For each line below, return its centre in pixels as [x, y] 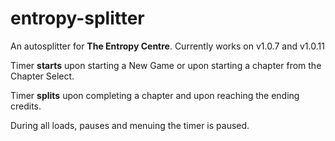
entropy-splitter [77, 18]
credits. [26, 106]
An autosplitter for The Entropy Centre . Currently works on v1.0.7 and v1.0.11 [167, 46]
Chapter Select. [42, 76]
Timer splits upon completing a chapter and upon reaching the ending [155, 95]
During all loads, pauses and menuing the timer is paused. [130, 125]
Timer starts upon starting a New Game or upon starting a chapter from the [166, 65]
